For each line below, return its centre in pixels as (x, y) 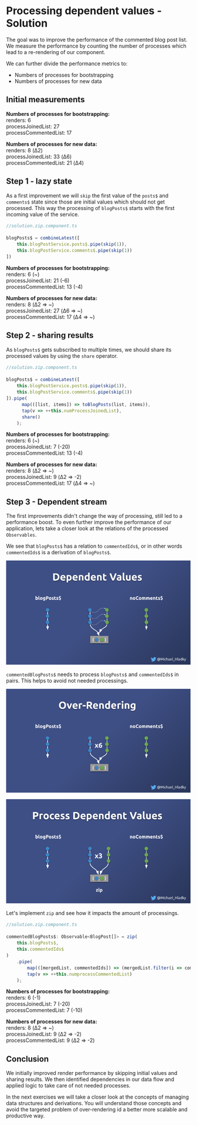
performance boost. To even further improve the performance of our (89, 522)
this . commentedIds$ (40, 949)
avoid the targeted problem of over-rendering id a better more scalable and (97, 1110)
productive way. (26, 1116)
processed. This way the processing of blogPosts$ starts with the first (90, 208)
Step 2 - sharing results (50, 336)
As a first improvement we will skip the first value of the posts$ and (87, 195)
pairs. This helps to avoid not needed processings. (67, 680)
